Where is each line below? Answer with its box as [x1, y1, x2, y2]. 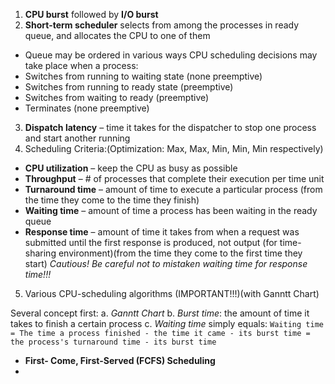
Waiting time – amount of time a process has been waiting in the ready [24, 205, 318, 216]
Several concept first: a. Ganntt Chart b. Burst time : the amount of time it [10, 307, 310, 319]
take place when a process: [24, 60, 139, 71]
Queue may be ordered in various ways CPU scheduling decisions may [24, 49, 318, 61]
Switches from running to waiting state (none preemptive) [24, 70, 263, 82]
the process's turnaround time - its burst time [10, 337, 217, 347]
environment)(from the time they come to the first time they [58, 247, 303, 259]
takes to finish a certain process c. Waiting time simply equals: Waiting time [10, 318, 324, 329]
